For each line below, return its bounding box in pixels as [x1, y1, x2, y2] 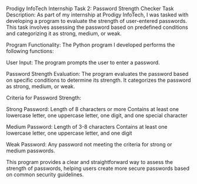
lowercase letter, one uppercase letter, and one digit [6, 129, 132, 136]
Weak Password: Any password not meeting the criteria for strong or [6, 141, 172, 148]
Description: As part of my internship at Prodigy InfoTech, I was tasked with [6, 11, 189, 18]
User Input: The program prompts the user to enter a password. [6, 59, 160, 66]
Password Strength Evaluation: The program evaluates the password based [6, 71, 189, 77]
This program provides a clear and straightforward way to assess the [6, 159, 173, 165]
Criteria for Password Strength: [6, 94, 81, 101]
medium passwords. [6, 147, 55, 154]
